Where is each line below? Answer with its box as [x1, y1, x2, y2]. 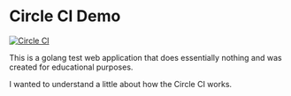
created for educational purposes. [9, 62, 134, 72]
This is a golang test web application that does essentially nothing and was [9, 52, 282, 63]
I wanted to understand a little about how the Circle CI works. [9, 78, 233, 89]
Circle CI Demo [9, 6, 121, 26]
